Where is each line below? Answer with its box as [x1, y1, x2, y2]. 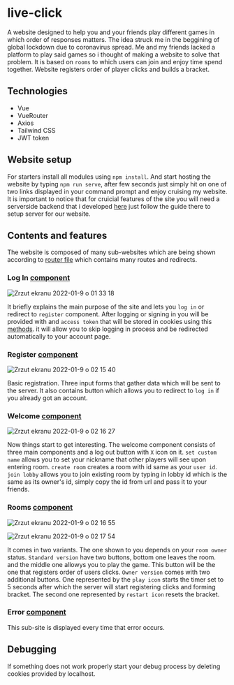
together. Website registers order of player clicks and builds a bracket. [7, 65, 210, 73]
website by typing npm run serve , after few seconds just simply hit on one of [7, 179, 227, 188]
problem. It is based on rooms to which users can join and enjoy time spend [7, 57, 223, 66]
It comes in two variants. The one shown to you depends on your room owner [7, 545, 227, 554]
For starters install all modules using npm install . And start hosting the [7, 172, 211, 181]
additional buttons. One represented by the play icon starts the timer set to [7, 575, 224, 584]
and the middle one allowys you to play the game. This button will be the [7, 560, 216, 568]
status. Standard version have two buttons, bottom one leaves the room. [7, 553, 217, 561]
